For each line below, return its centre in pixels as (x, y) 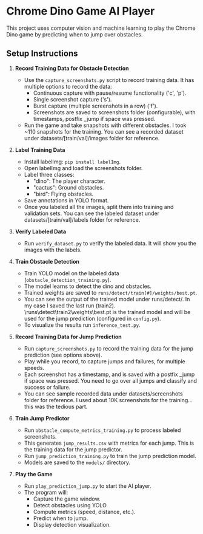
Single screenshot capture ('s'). (72, 99)
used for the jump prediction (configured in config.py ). (92, 318)
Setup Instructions (42, 54)
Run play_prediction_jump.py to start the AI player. (88, 486)
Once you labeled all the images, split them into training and (99, 207)
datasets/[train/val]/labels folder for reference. (82, 219)
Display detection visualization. (72, 524)
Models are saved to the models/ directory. (77, 462)
